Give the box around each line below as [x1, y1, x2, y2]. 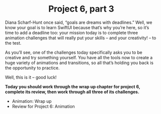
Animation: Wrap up [12, 98, 52, 104]
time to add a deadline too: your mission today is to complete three [5, 30, 138, 35]
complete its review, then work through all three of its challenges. [5, 89, 139, 95]
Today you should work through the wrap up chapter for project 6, [5, 83, 140, 89]
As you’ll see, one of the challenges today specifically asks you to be [5, 49, 143, 55]
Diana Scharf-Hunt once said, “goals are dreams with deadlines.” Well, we [5, 19, 152, 25]
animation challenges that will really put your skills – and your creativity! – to [5, 35, 156, 41]
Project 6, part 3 [48, 3, 115, 15]
